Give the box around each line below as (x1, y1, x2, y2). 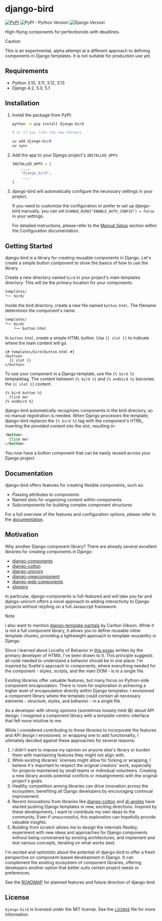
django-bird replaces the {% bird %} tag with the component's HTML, (5, 418, 144, 424)
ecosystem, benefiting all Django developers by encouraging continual (12, 788, 153, 794)
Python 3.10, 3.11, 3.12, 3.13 (12, 80, 65, 85)
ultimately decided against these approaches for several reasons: (5, 737, 135, 743)
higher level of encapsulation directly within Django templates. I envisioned (5, 687, 155, 693)
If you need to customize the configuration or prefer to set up (12, 203, 134, 209)
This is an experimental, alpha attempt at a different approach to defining (5, 48, 150, 53)
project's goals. (12, 778, 44, 784)
